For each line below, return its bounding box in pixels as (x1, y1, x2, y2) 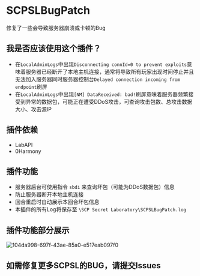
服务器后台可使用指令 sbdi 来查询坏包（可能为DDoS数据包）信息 (14, 184, 175, 191)
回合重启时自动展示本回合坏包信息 (14, 199, 100, 206)
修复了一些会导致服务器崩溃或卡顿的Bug (6, 24, 106, 31)
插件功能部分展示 (6, 225, 70, 235)
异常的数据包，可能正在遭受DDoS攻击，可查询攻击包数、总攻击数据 (25, 98, 193, 105)
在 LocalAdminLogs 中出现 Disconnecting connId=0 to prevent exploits (14, 61, 187, 68)
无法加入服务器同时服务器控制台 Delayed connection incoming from (14, 76, 180, 83)
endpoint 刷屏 (14, 83, 48, 90)
